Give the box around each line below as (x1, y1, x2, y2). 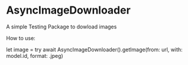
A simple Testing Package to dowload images (6, 23, 117, 30)
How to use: (6, 34, 35, 41)
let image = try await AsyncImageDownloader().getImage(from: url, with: (6, 45, 183, 53)
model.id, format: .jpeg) (6, 52, 63, 59)
